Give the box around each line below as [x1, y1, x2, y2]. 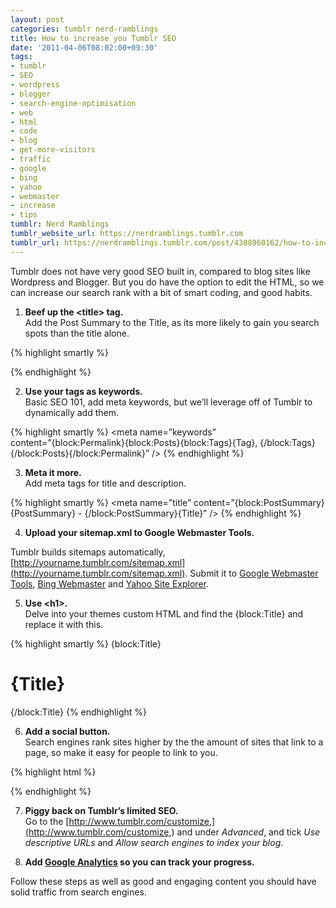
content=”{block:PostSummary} [193, 496, 325, 508]
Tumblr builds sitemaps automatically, [10, 546, 166, 558]
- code [10, 126, 38, 136]
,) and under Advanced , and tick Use [168, 826, 321, 838]
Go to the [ [24, 815, 70, 827]
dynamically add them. [24, 406, 120, 418]
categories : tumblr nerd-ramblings [10, 24, 159, 34]
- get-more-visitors [10, 145, 97, 155]
